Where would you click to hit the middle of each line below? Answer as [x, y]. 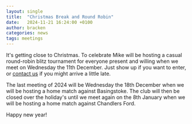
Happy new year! [27, 115]
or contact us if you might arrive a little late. [59, 74]
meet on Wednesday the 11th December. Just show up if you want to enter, [96, 67]
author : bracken [26, 28]
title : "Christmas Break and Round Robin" [60, 17]
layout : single [25, 11]
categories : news [27, 33]
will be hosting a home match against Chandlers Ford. [71, 103]
